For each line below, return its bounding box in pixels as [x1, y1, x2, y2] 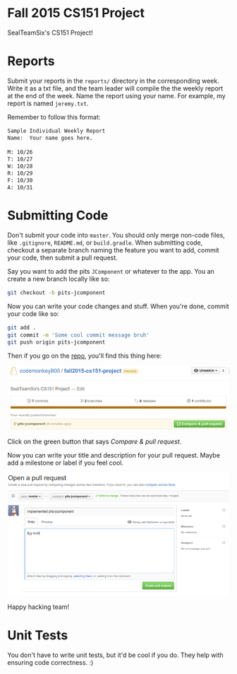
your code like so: [7, 309, 59, 318]
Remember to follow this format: [7, 112, 101, 121]
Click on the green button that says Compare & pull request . [7, 437, 182, 446]
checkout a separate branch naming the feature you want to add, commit [7, 245, 220, 254]
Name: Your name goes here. [7, 134, 93, 141]
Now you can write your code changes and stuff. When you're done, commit [7, 302, 229, 310]
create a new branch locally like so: [7, 274, 110, 283]
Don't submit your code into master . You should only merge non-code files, [7, 231, 226, 239]
